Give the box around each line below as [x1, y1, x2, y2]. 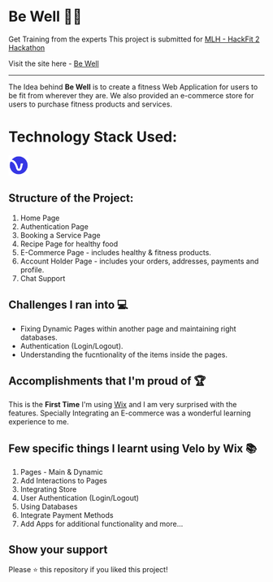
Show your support [8, 542, 108, 556]
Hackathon [8, 42, 45, 52]
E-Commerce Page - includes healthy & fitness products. [19, 247, 211, 257]
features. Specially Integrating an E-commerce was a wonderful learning [8, 408, 252, 418]
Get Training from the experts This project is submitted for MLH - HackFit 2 [8, 34, 260, 44]
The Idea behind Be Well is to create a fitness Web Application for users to [8, 81, 258, 92]
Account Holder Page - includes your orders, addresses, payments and [19, 256, 259, 266]
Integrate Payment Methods [19, 510, 114, 520]
